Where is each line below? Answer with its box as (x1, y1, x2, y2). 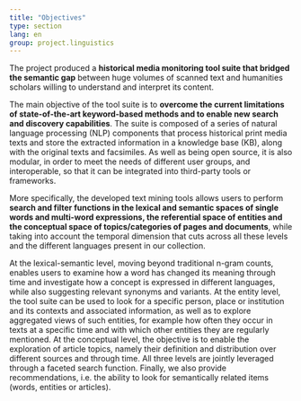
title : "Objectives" (9, 13, 87, 22)
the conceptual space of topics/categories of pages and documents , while (9, 222, 293, 232)
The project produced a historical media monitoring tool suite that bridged (9, 63, 290, 74)
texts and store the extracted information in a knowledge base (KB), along (9, 137, 283, 148)
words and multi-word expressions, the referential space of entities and (9, 212, 283, 222)
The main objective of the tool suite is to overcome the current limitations (9, 100, 285, 110)
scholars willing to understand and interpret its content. (9, 82, 214, 92)
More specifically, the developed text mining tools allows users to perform (9, 193, 284, 204)
